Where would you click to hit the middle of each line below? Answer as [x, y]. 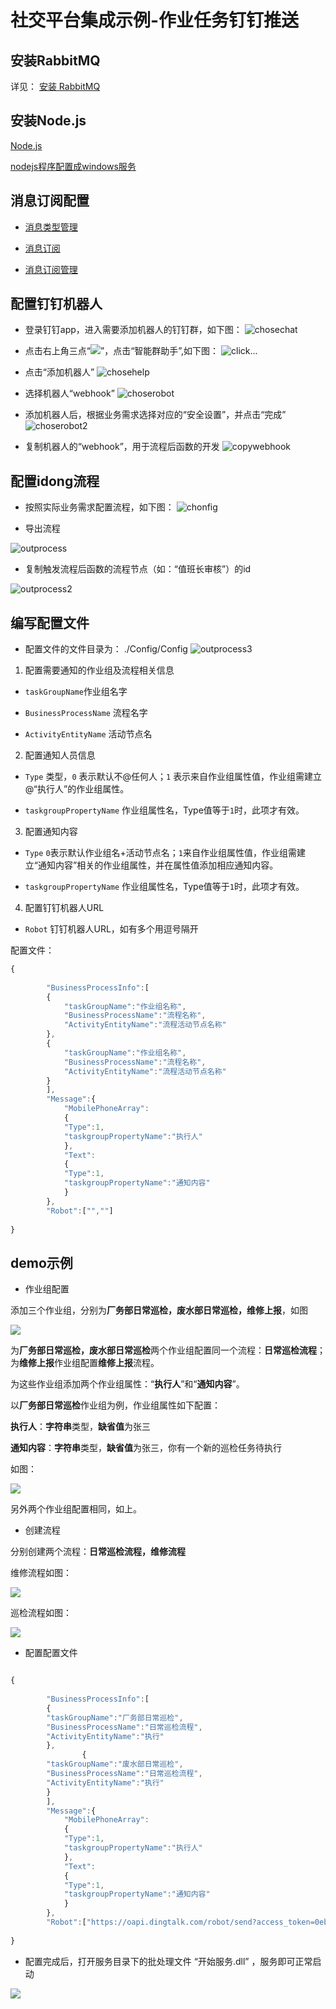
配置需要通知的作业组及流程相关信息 [99, 670]
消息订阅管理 [51, 269]
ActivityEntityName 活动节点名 [88, 734]
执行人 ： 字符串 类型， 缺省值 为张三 [80, 1427]
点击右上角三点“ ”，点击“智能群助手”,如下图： [122, 351]
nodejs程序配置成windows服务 [73, 166]
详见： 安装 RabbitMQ [55, 86]
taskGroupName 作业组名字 [76, 692]
